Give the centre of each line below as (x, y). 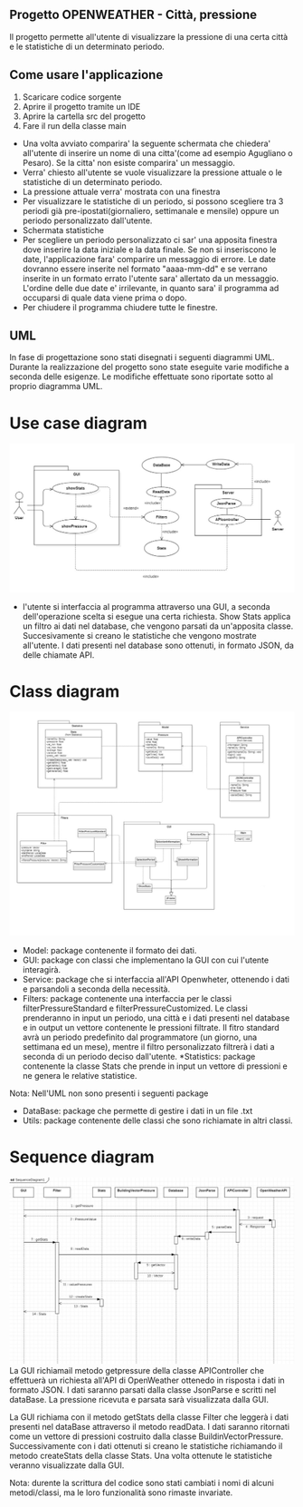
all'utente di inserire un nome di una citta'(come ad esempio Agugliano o (157, 152)
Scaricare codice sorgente (72, 97)
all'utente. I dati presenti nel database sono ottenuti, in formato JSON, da (158, 645)
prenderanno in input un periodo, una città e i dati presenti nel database (156, 1018)
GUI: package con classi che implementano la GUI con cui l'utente (146, 960)
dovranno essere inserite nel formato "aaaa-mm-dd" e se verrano (145, 269)
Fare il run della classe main (74, 125)
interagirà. (42, 969)
